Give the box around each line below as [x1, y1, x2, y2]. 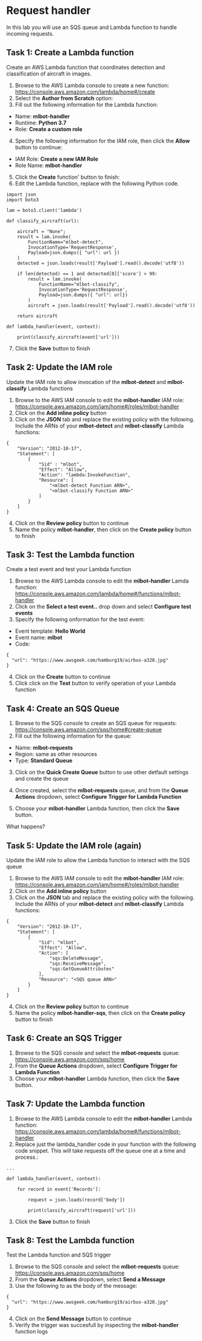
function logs [14, 1328, 48, 1335]
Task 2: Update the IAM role [6, 362, 113, 373]
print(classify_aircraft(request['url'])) [28, 1207, 136, 1214]
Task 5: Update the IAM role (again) [6, 840, 142, 851]
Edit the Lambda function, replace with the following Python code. [14, 179, 180, 187]
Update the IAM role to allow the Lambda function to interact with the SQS [6, 857, 191, 863]
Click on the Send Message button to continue [14, 1315, 131, 1322]
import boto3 [6, 197, 39, 203]
